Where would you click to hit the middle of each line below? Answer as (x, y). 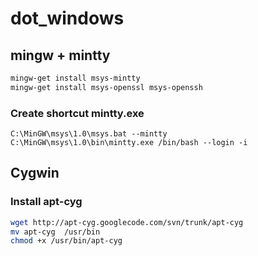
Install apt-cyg (46, 202)
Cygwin (35, 173)
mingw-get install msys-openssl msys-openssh (106, 87)
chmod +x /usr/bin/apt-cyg (66, 241)
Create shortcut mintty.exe (77, 113)
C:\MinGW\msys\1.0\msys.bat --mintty (89, 134)
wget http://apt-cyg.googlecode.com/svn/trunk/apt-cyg (127, 222)
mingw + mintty (60, 55)
